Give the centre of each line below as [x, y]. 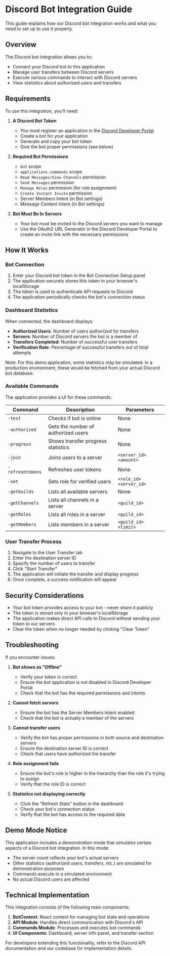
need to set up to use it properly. [39, 28]
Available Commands [32, 386]
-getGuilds [21, 491]
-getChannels [24, 503]
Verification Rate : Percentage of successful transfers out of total [80, 347]
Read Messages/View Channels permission [63, 177]
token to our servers [34, 624]
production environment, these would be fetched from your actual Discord [83, 367]
